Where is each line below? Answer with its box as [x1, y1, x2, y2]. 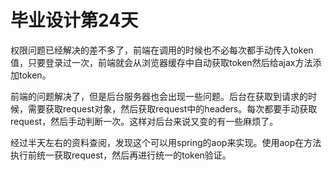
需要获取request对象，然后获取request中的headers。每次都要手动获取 [27, 102, 318, 115]
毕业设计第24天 [10, 9, 139, 32]
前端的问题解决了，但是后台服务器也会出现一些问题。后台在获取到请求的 [10, 90, 308, 102]
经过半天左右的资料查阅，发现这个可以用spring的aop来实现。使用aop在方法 [10, 136, 322, 148]
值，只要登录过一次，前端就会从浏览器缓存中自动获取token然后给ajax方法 [10, 56, 313, 68]
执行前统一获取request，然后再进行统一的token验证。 [10, 149, 232, 161]
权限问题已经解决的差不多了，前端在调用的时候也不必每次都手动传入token [10, 44, 314, 56]
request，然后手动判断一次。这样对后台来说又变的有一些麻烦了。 [10, 115, 279, 127]
